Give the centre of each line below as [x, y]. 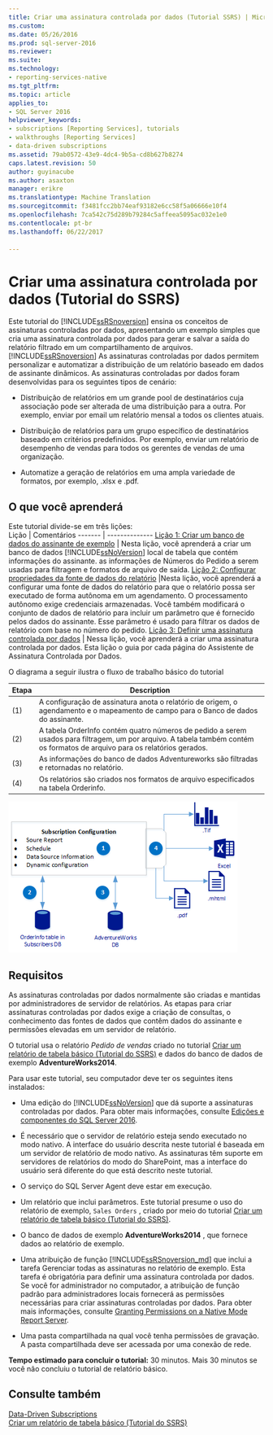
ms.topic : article [39, 94]
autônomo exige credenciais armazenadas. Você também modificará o [127, 604]
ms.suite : [25, 60]
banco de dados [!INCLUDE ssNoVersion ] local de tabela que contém [123, 553]
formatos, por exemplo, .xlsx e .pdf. [80, 481]
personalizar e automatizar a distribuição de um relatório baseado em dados [136, 365]
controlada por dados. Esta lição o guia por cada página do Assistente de [131, 648]
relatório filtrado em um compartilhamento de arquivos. [101, 348]
